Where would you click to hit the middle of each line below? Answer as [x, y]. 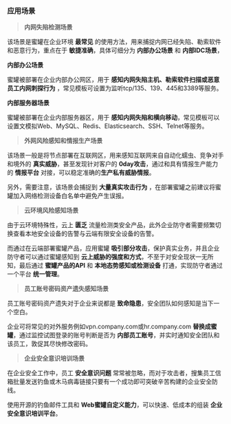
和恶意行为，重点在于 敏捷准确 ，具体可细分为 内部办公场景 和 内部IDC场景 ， [115, 50]
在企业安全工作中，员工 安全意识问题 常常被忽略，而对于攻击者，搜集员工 [111, 373]
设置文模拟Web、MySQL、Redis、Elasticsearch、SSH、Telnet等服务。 [108, 126]
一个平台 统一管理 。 [35, 274]
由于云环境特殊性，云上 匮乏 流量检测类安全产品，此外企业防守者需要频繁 [111, 225]
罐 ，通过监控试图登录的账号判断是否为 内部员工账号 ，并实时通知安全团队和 [113, 335]
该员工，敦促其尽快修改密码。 [49, 344]
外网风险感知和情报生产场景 [63, 141]
